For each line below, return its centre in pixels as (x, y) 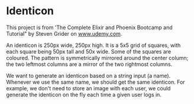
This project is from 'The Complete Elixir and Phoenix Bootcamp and (89, 27)
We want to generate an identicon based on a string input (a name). (88, 75)
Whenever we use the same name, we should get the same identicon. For (96, 82)
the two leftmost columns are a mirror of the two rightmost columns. (89, 64)
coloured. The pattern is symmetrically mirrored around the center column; (97, 58)
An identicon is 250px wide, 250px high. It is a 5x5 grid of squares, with (93, 45)
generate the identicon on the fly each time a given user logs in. (84, 94)
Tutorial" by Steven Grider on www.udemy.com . (64, 33)
